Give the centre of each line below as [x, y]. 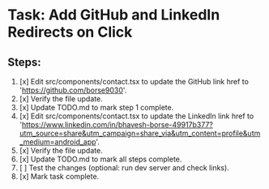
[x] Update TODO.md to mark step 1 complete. [96, 107]
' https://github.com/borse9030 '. [73, 90]
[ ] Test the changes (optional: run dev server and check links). [124, 168]
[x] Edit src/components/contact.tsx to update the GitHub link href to [134, 82]
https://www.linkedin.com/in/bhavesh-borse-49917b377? [118, 125]
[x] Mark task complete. [59, 176]
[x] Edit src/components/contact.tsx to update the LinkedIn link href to [137, 116]
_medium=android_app [58, 142]
